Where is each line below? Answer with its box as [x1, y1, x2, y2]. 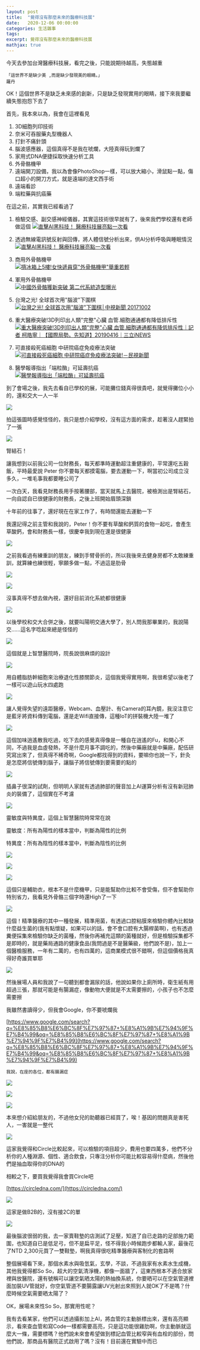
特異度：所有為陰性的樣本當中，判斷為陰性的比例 [6, 839, 126, 847]
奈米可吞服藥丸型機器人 [14, 130, 73, 138]
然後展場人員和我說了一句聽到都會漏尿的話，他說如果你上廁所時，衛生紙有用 [6, 978, 194, 985]
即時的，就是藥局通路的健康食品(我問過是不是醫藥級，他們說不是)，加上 [11, 939, 187, 946]
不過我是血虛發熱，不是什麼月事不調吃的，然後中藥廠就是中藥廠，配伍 [16, 744, 189, 751]
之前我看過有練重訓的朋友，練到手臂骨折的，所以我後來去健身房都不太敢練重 [6, 551, 194, 559]
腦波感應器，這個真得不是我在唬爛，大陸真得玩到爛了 [14, 145, 146, 152]
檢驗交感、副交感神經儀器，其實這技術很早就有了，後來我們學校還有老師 [14, 215, 192, 222]
